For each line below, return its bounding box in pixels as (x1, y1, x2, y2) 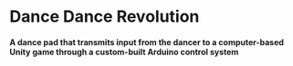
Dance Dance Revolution (9, 6, 200, 27)
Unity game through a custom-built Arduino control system (9, 46, 239, 57)
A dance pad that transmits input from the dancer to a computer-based (9, 36, 285, 47)
